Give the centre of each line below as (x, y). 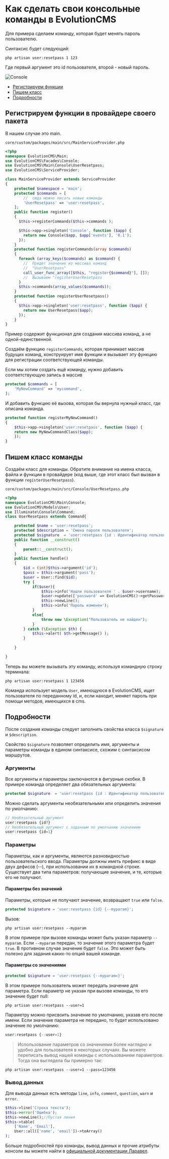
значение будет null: (27, 996)
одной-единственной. (29, 339)
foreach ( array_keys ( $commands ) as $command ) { (69, 259)
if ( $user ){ (44, 587)
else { (38, 615)
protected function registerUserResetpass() (62, 296)
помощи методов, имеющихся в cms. (46, 701)
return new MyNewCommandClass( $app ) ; (54, 432)
